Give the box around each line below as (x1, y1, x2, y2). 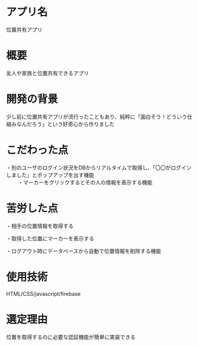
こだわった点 (6, 143, 69, 156)
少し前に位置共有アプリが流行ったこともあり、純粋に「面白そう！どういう (6, 113, 187, 120)
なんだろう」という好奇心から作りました (16, 120, 115, 128)
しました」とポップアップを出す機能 (6, 171, 95, 178)
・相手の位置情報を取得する (6, 222, 74, 229)
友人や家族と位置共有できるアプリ (6, 69, 89, 77)
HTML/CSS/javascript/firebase (6, 290, 81, 297)
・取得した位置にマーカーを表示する (6, 234, 95, 242)
